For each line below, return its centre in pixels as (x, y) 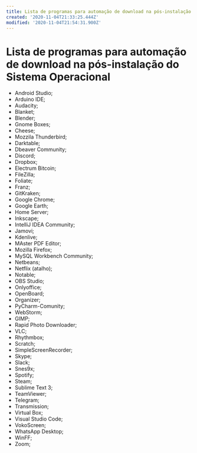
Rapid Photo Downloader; (46, 325)
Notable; (25, 275)
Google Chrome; (35, 200)
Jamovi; (24, 231)
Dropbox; (26, 162)
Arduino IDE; (30, 99)
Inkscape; (27, 218)
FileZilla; (25, 175)
